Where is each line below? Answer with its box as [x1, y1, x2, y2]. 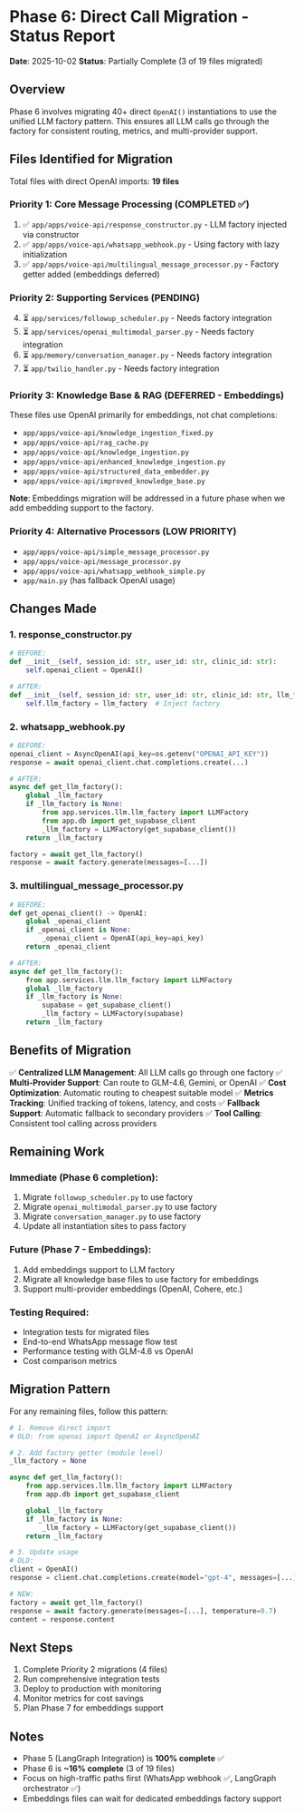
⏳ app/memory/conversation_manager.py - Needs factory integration [22, 349, 272, 360]
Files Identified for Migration [9, 151, 174, 167]
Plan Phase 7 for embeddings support [22, 1702, 165, 1713]
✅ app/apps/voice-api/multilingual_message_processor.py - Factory [22, 258, 280, 269]
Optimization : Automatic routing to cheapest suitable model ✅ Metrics [9, 1087, 274, 1098]
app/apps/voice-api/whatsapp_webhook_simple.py [22, 567, 205, 576]
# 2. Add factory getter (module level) [9, 1448, 165, 1457]
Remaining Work [9, 1145, 105, 1160]
